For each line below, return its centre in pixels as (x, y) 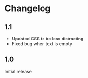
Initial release (18, 71)
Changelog (28, 9)
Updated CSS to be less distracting (47, 39)
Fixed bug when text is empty (42, 44)
